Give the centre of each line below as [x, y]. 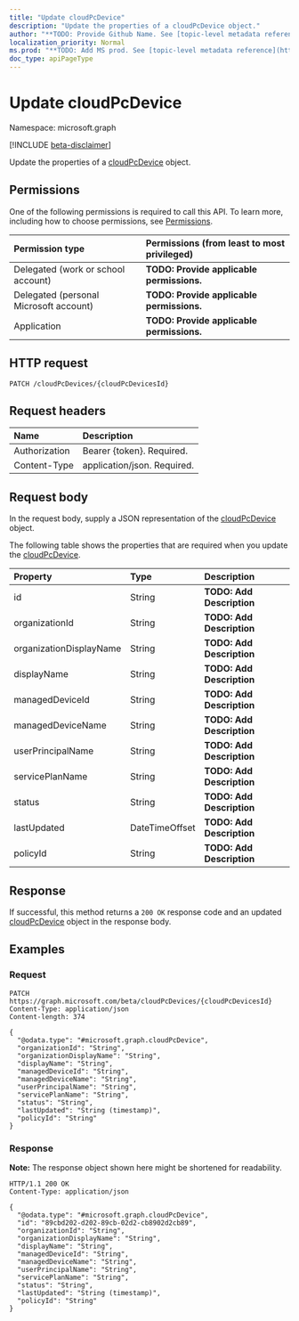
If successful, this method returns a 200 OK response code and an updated [145, 912]
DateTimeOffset [163, 828]
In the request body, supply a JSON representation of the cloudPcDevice [143, 518]
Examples [37, 950]
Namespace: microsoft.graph [63, 127]
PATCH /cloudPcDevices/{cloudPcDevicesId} [89, 384]
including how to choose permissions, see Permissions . [111, 221]
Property [33, 577]
